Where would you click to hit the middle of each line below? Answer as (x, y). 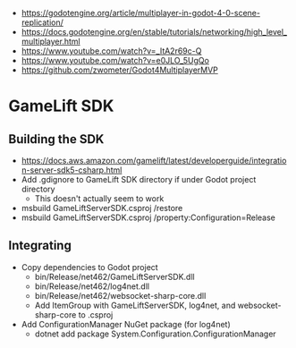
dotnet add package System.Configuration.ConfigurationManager (155, 334)
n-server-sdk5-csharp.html (72, 170)
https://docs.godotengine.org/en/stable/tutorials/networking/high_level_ (154, 32)
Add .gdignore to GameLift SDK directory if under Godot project (139, 179)
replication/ (42, 22)
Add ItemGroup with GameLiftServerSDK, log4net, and (135, 305)
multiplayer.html (51, 41)
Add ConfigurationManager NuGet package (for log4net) (126, 324)
